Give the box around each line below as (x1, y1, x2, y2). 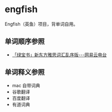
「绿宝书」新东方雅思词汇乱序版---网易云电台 (12, 52, 107, 58)
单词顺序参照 (5, 37, 45, 46)
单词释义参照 (5, 68, 45, 77)
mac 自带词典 (12, 82, 40, 88)
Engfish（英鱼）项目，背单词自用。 (5, 21, 78, 27)
